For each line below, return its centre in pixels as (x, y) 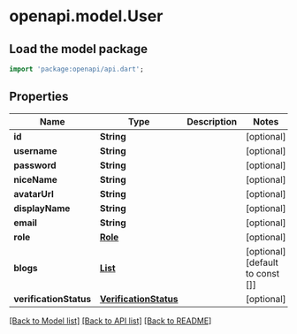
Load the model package (79, 49)
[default (262, 262)
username (35, 150)
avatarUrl (34, 194)
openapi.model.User (86, 16)
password (35, 165)
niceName (35, 179)
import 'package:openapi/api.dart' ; (76, 69)
